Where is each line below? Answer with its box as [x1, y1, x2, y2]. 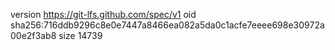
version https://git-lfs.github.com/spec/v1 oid [10, 9, 197, 20]
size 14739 [58, 30, 103, 41]
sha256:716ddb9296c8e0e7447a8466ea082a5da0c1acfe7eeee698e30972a [10, 19, 325, 31]
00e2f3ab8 [10, 30, 57, 41]
